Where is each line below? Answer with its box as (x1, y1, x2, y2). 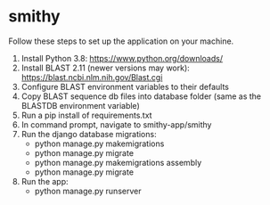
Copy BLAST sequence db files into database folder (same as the (20, 91, 262, 102)
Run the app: (20, 176, 69, 186)
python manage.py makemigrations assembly (34, 157, 202, 168)
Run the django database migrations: (20, 128, 157, 139)
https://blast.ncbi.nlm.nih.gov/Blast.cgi (20, 71, 163, 82)
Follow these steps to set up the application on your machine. (8, 36, 234, 46)
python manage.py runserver (34, 185, 142, 196)
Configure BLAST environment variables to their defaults (20, 81, 229, 92)
